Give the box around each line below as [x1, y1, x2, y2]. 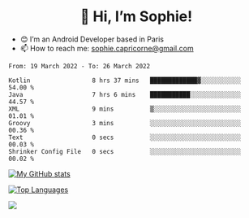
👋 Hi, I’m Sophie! [79, 7, 193, 26]
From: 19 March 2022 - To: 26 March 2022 [8, 62, 151, 70]
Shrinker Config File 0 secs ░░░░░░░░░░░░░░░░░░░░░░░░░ [8, 147, 242, 155]
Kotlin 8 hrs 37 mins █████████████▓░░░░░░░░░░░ [8, 76, 242, 85]
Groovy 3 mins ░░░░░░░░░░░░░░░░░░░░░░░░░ [8, 119, 242, 127]
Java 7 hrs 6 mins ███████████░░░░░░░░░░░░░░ [8, 90, 242, 98]
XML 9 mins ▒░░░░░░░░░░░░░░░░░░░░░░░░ [8, 105, 242, 113]
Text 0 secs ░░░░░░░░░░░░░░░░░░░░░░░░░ [8, 133, 242, 142]
